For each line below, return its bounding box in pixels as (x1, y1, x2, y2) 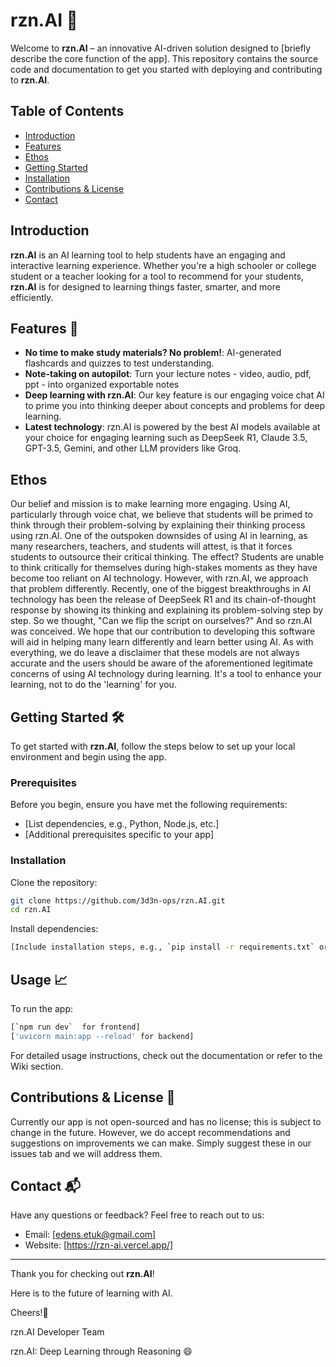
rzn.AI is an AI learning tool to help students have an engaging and (10, 249, 286, 261)
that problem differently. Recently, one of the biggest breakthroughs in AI (10, 583, 312, 595)
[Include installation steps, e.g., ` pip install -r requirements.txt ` (10, 942, 315, 953)
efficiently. (10, 291, 54, 303)
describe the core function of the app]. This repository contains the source (10, 52, 319, 64)
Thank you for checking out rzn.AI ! (10, 1268, 155, 1280)
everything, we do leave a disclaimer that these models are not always (10, 647, 300, 659)
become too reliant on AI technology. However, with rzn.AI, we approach (10, 572, 309, 584)
